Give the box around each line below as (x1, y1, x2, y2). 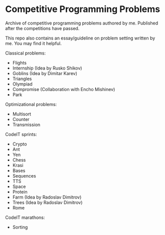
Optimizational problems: (5, 101, 57, 107)
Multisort (12, 111, 32, 117)
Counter (12, 116, 30, 122)
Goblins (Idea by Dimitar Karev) (12, 70, 78, 76)
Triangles (12, 75, 32, 81)
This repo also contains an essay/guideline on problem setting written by (5, 35, 155, 41)
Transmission (12, 121, 41, 127)
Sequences (12, 172, 36, 178)
